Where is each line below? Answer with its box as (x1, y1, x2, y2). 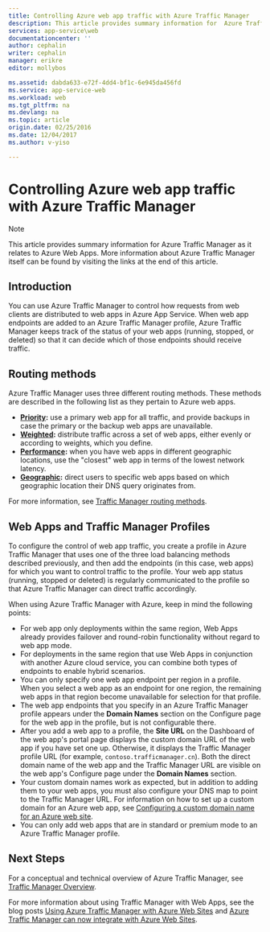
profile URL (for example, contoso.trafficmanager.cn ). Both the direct (19, 752, 251, 761)
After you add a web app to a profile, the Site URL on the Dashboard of (19, 726, 255, 736)
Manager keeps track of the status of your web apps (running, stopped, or (8, 326, 255, 336)
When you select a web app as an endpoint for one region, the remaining (19, 684, 262, 692)
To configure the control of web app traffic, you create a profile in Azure (8, 541, 247, 551)
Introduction (8, 279, 72, 294)
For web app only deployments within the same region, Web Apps (19, 624, 239, 633)
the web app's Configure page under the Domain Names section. (19, 769, 237, 778)
